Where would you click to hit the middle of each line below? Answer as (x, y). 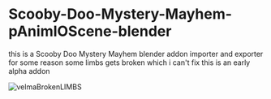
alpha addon (29, 71)
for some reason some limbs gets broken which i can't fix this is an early (129, 62)
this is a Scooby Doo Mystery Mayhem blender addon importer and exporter (136, 54)
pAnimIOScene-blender (90, 31)
